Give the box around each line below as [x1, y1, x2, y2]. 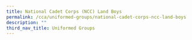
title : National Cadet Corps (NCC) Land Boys [6, 8, 122, 15]
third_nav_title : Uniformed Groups [6, 25, 95, 31]
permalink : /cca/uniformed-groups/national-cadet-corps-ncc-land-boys [6, 14, 187, 20]
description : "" [6, 19, 47, 25]
